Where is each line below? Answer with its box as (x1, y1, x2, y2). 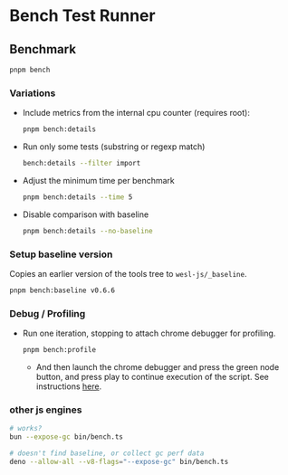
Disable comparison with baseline (22, 209, 149, 220)
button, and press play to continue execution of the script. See (35, 372, 269, 383)
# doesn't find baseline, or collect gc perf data (9, 449, 205, 458)
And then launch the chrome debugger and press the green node (35, 362, 280, 373)
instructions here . (35, 381, 102, 392)
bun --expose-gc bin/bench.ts (9, 432, 124, 442)
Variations (9, 87, 56, 100)
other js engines (9, 404, 82, 416)
